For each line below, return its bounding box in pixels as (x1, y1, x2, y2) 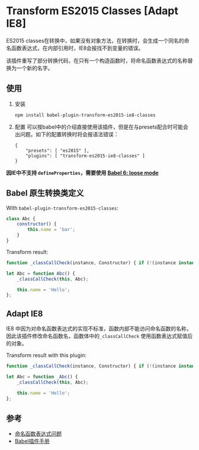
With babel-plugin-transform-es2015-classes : (6, 204, 118, 211)
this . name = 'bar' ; (27, 227, 76, 233)
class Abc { (6, 216, 36, 221)
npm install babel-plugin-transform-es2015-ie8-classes (14, 112, 156, 118)
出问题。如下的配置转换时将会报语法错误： (14, 130, 119, 137)
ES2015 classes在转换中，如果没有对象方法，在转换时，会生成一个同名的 (6, 37, 185, 44)
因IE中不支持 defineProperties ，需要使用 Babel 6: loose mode (6, 169, 159, 176)
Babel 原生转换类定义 (6, 188, 84, 198)
